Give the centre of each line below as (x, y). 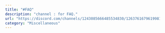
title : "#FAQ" (20, 9)
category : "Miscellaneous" (33, 23)
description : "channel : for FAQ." (41, 14)
